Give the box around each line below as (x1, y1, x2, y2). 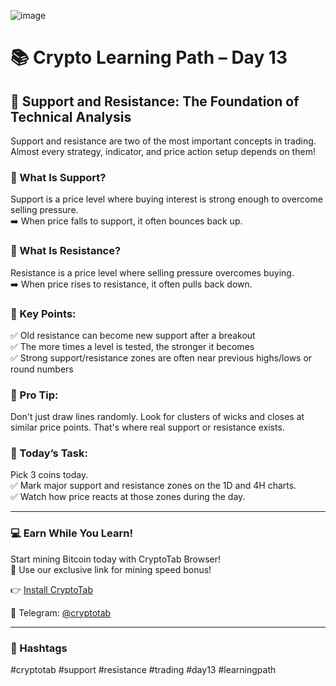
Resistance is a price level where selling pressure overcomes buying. (10, 266, 295, 279)
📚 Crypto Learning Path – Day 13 (10, 46, 288, 69)
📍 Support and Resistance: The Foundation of (10, 93, 300, 110)
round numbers (10, 363, 74, 375)
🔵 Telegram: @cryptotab (10, 606, 112, 619)
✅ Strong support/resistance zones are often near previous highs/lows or (10, 351, 313, 364)
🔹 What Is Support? (10, 170, 107, 184)
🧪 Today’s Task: (10, 446, 88, 460)
